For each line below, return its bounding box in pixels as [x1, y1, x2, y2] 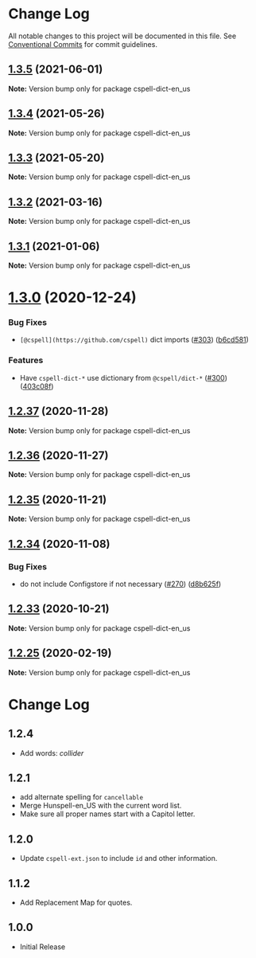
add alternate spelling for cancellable [19, 792, 144, 802]
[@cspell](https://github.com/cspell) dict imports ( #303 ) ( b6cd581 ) [19, 335, 249, 345]
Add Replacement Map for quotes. [19, 897, 133, 907]
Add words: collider [19, 748, 84, 757]
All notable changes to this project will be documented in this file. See [8, 31, 237, 41]
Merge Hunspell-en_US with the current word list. [19, 801, 182, 811]
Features [8, 355, 44, 366]
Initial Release [19, 941, 66, 952]
